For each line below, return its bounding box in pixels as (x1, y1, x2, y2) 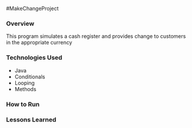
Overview (6, 19, 35, 27)
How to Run (6, 100, 40, 108)
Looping (14, 79, 35, 87)
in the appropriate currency (6, 39, 72, 46)
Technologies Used (6, 54, 63, 62)
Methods (14, 85, 36, 92)
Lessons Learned (6, 116, 57, 124)
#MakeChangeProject (6, 5, 59, 12)
